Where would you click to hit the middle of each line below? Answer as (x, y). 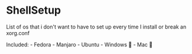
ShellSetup (33, 10)
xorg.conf (18, 33)
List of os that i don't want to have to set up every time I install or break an (96, 27)
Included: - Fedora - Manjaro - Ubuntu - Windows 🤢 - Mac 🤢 (79, 45)
